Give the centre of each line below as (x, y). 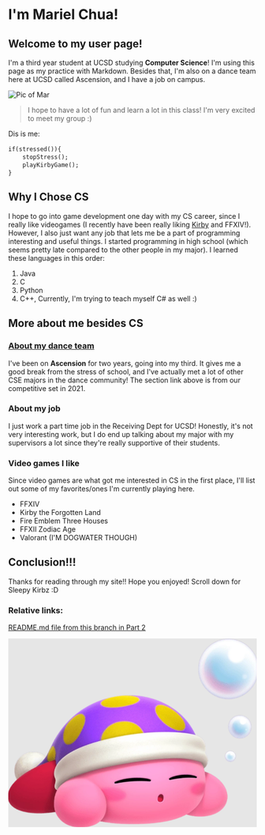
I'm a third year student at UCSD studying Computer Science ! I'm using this (131, 62)
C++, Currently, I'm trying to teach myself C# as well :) (108, 299)
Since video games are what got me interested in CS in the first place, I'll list (132, 480)
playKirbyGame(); (51, 165)
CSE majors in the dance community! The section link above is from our (124, 380)
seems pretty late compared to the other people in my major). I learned (123, 250)
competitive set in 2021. (47, 388)
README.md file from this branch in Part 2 (77, 628)
